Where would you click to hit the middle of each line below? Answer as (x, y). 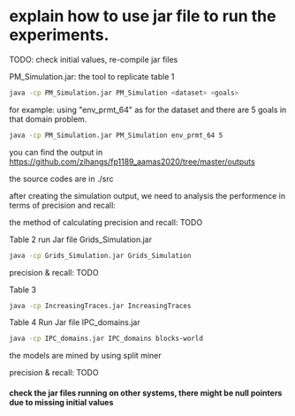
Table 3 (23, 290)
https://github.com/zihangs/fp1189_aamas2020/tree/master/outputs (132, 162)
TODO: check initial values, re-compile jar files (94, 59)
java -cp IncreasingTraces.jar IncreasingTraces (100, 306)
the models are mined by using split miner (85, 356)
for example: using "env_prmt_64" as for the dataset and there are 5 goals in (148, 110)
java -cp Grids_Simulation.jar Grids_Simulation (100, 255)
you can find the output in (56, 152)
